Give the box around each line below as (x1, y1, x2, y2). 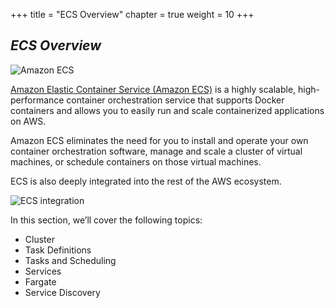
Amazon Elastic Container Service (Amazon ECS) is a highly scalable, (10, 83, 297, 95)
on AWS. (10, 115, 47, 127)
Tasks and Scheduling (24, 254, 117, 266)
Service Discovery (24, 286, 101, 298)
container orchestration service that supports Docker (66, 94, 285, 106)
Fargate (24, 275, 57, 288)
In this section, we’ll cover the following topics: (10, 214, 203, 226)
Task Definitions (24, 244, 92, 256)
